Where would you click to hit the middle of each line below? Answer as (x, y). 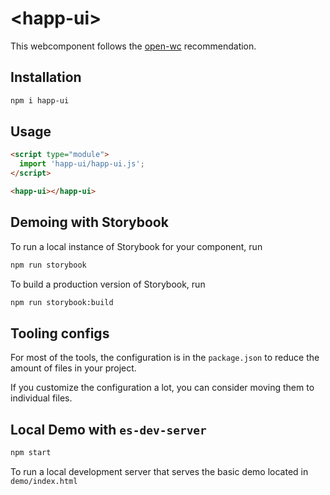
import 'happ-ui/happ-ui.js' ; (82, 164)
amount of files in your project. (73, 368)
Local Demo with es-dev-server (108, 429)
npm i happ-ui (40, 100)
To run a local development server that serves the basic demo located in (159, 471)
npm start (31, 453)
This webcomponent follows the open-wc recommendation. (133, 46)
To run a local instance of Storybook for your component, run (136, 246)
